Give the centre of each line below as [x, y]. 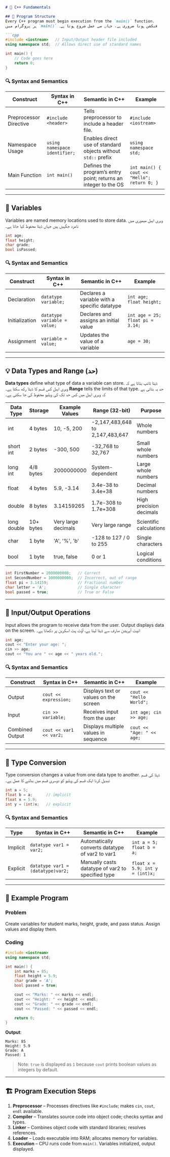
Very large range [111, 525]
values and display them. [31, 929]
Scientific [148, 522]
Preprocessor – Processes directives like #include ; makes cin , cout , [84, 1106]
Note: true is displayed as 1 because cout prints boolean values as [87, 1064]
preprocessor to [102, 117]
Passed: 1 [16, 1055]
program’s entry [102, 172]
